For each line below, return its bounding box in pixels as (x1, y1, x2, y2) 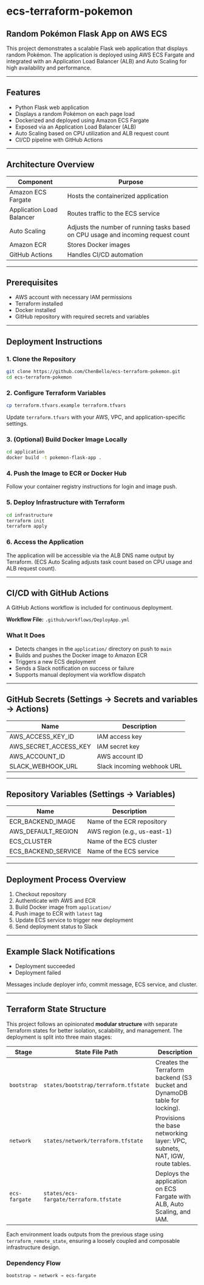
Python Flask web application (15, 104, 89, 111)
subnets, (155, 1144, 180, 1153)
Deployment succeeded (15, 962, 75, 970)
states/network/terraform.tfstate (43, 1137, 143, 1144)
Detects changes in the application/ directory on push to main (15, 645, 172, 652)
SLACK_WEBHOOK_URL (9, 762, 78, 771)
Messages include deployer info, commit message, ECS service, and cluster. (6, 980, 198, 988)
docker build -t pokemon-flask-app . (6, 455, 102, 461)
